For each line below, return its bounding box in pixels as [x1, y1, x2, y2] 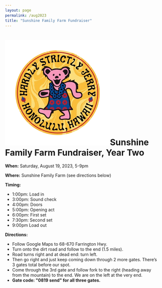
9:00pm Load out [12, 222, 47, 228]
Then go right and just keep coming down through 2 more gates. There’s [12, 257, 157, 263]
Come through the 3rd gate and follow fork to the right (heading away [12, 267, 151, 273]
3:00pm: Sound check [12, 197, 57, 202]
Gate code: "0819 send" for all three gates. [12, 277, 101, 283]
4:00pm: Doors [12, 202, 43, 208]
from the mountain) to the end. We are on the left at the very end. [12, 272, 143, 278]
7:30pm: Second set [12, 217, 53, 223]
